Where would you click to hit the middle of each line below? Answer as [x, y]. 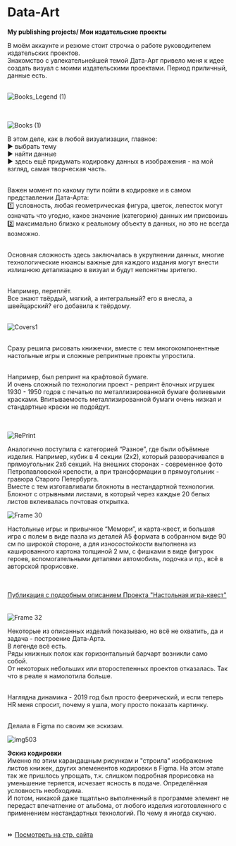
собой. [18, 661]
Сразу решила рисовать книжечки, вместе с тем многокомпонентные [113, 348]
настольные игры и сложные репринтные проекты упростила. [101, 355]
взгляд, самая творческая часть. [57, 168]
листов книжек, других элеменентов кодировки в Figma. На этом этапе [116, 768]
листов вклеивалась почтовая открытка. [68, 501]
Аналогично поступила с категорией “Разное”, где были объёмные [108, 449]
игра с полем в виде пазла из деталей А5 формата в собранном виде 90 [117, 536]
